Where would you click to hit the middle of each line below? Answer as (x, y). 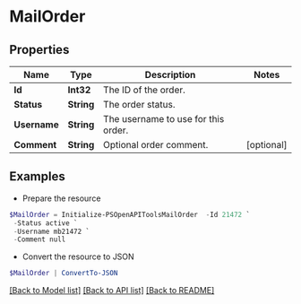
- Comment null (39, 239)
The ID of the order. (144, 90)
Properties (39, 50)
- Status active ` (45, 223)
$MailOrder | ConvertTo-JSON (64, 274)
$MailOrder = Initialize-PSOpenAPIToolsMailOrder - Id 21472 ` (130, 214)
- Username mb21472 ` (52, 231)
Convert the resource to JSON (78, 256)
